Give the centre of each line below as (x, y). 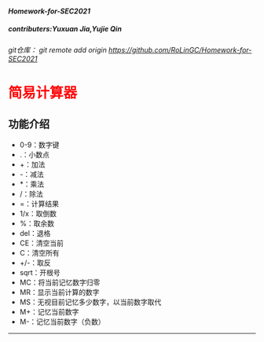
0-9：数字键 (39, 145)
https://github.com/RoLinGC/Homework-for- (180, 50)
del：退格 (35, 233)
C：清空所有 (40, 252)
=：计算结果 (39, 204)
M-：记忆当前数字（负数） (62, 322)
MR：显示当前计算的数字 (59, 292)
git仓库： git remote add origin (58, 50)
